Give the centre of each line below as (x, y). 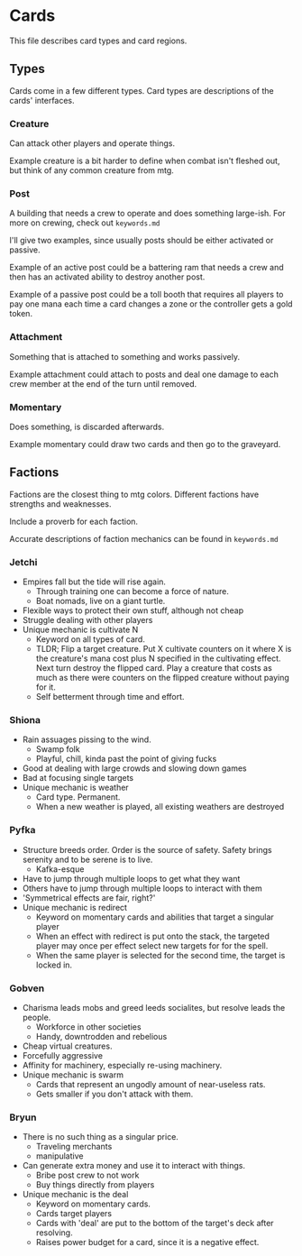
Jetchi (23, 562)
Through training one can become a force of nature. (133, 591)
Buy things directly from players (95, 1185)
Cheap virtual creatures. (67, 1046)
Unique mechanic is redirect (75, 907)
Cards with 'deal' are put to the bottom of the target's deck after (155, 1224)
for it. (46, 687)
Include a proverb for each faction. (73, 521)
